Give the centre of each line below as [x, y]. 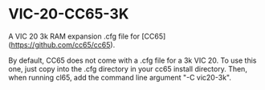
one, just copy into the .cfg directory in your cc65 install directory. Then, [128, 68]
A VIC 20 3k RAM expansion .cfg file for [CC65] [87, 36]
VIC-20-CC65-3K [69, 14]
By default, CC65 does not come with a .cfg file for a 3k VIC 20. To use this [132, 60]
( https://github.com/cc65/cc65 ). [62, 44]
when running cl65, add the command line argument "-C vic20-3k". [120, 77]
